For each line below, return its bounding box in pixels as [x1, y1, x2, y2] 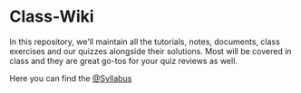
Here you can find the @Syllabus [9, 72, 132, 83]
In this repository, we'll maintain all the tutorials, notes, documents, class [9, 36, 281, 47]
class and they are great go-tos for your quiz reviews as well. [9, 55, 238, 66]
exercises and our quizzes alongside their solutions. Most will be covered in [9, 45, 292, 56]
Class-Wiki [9, 6, 94, 27]
